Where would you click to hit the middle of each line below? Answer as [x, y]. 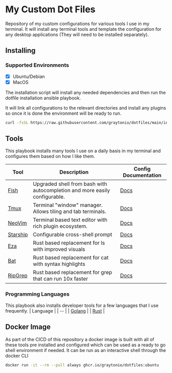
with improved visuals [59, 250]
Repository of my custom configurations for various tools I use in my [77, 24]
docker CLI [17, 356]
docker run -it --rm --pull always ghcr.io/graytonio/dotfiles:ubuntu [82, 365]
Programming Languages [38, 294]
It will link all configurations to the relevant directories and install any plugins [86, 108]
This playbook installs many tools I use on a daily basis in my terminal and [83, 151]
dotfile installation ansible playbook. [43, 98]
